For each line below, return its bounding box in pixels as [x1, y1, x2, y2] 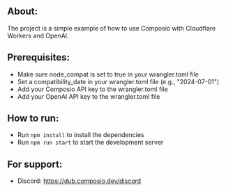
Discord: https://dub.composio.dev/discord [17, 177, 142, 185]
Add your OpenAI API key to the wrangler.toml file [17, 92, 160, 100]
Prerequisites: [7, 51, 70, 63]
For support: [7, 158, 63, 170]
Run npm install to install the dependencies [17, 131, 144, 139]
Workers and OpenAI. [7, 31, 69, 40]
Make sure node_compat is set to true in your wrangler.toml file [17, 70, 199, 79]
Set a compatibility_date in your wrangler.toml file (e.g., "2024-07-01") [17, 77, 220, 86]
